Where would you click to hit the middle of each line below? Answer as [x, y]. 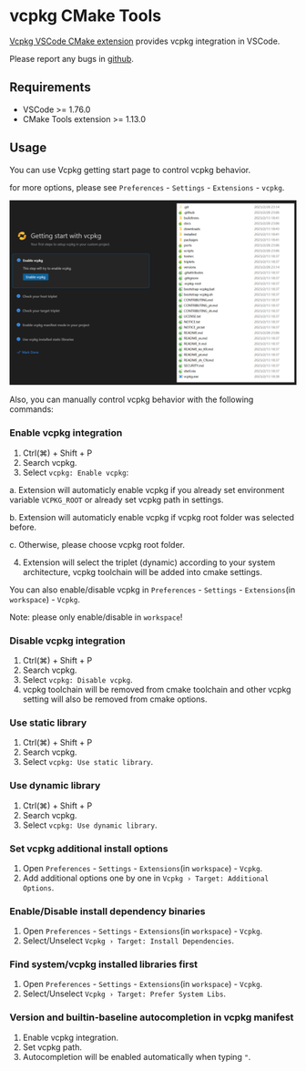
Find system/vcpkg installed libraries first [104, 964]
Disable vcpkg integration [67, 641]
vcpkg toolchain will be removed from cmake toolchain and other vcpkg [157, 690]
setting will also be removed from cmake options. [115, 699]
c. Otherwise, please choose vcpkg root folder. [97, 544]
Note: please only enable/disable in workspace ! [96, 617]
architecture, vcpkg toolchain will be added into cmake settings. [142, 572]
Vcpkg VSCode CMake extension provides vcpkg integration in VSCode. [145, 41]
